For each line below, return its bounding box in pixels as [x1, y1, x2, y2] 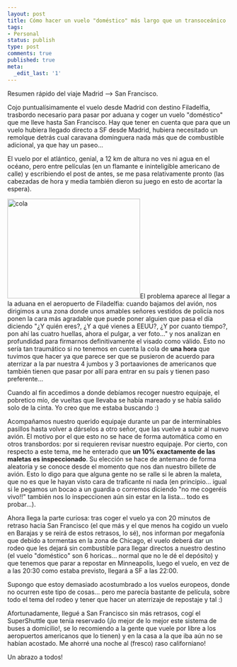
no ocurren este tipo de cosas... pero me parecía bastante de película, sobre [7, 588, 230, 596]
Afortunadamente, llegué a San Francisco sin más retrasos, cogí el [7, 609, 201, 617]
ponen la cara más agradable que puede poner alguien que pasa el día [7, 314, 214, 323]
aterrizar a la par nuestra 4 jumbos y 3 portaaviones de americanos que [7, 359, 217, 368]
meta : [7, 63, 23, 70]
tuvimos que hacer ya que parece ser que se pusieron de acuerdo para [7, 352, 215, 360]
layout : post [7, 10, 46, 18]
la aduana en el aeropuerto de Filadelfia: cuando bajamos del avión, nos [7, 299, 217, 308]
